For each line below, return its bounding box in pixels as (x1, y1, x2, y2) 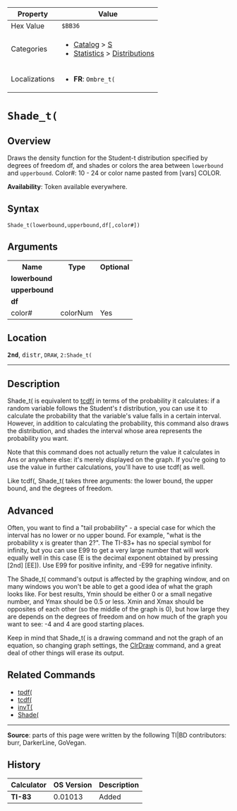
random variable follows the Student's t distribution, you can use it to (7, 404, 208, 413)
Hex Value (11, 21, 44, 30)
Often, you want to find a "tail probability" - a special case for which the (7, 524, 216, 532)
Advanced (7, 505, 54, 517)
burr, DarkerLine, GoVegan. (7, 738, 87, 747)
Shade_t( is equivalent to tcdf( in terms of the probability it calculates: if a (7, 396, 220, 405)
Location (7, 332, 47, 344)
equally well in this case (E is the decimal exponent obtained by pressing (7, 553, 219, 562)
